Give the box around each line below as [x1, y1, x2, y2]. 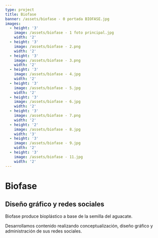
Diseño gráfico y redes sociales [5, 200, 105, 208]
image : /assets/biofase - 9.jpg [14, 141, 81, 146]
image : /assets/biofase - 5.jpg [14, 85, 81, 91]
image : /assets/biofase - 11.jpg [14, 154, 83, 159]
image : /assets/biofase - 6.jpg [14, 99, 81, 104]
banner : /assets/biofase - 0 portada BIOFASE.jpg [5, 16, 110, 21]
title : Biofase [5, 12, 37, 17]
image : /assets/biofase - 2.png [14, 44, 81, 49]
